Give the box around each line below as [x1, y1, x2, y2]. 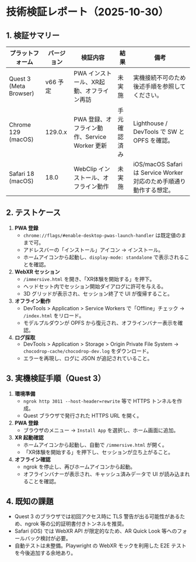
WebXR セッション [14, 268, 60, 275]
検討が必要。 [40, 535, 71, 542]
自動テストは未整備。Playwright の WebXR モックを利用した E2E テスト [14, 542, 187, 549]
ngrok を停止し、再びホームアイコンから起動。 [23, 463, 136, 470]
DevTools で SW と [133, 128, 185, 136]
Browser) [9, 89, 34, 97]
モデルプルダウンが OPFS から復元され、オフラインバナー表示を [23, 319, 178, 326]
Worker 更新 [73, 141, 107, 150]
